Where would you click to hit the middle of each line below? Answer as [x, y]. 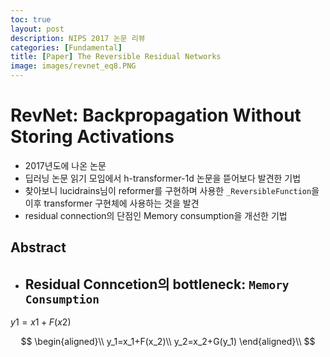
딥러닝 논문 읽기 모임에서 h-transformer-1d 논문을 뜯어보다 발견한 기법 [163, 178]
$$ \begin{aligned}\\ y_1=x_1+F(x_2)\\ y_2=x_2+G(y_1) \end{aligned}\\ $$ [168, 342]
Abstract [38, 247]
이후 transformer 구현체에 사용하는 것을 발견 [112, 203]
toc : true [31, 19]
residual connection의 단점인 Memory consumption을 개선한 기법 [156, 215]
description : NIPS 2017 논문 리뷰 [78, 38]
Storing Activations [92, 137]
